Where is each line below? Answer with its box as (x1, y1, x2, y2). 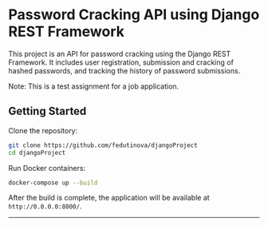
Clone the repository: (8, 125, 78, 135)
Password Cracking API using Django (8, 6, 260, 24)
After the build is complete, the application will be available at (8, 193, 210, 203)
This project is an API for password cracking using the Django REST (8, 49, 231, 58)
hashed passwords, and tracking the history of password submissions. (8, 65, 241, 75)
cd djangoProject (8, 149, 66, 157)
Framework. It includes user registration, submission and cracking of (8, 57, 234, 67)
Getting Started (8, 105, 87, 118)
